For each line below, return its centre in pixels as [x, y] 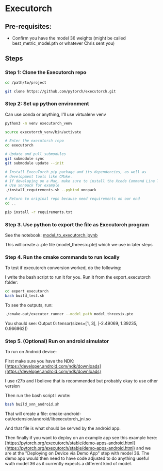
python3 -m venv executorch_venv [39, 123]
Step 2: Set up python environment [47, 104]
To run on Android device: [31, 352]
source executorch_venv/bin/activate [43, 132]
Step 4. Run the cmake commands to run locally [62, 257]
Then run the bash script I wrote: [38, 396]
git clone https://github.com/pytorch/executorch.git [61, 91]
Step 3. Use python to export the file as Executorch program [77, 224]
